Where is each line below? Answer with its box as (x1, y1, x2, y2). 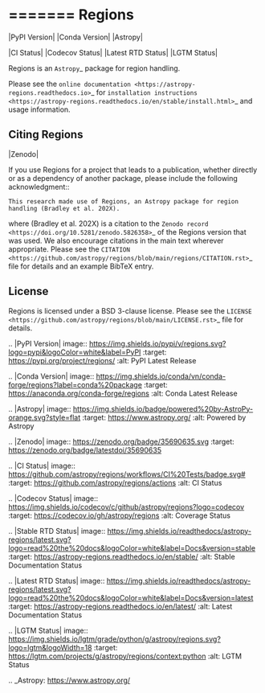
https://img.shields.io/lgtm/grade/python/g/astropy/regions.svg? (8, 634, 221, 644)
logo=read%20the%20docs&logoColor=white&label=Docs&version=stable (8, 543, 255, 552)
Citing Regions (8, 128, 84, 141)
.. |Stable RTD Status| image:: (8, 526, 106, 535)
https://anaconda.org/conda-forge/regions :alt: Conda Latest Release (8, 388, 238, 398)
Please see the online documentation (8, 79, 131, 88)
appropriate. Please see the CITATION (8, 244, 131, 254)
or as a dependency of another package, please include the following (8, 173, 238, 182)
